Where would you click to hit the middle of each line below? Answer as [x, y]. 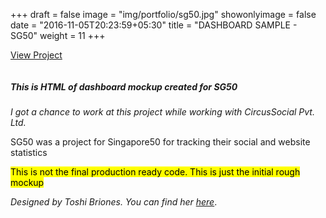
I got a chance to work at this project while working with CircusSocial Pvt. [162, 111]
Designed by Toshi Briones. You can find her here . [114, 201]
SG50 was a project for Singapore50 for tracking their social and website [160, 141]
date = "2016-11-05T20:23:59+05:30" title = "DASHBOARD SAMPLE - [154, 25]
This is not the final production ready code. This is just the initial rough [155, 171]
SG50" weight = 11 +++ [58, 35]
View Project [36, 55]
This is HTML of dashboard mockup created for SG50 [124, 86]
